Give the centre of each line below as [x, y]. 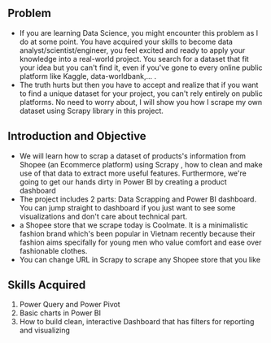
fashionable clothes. [53, 250]
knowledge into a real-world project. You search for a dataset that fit [134, 59]
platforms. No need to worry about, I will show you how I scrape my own [141, 102]
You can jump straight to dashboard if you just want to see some [127, 207]
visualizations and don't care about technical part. [103, 216]
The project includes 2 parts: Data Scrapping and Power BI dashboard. [138, 199]
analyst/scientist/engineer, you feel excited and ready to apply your [132, 50]
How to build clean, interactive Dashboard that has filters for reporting [137, 322]
